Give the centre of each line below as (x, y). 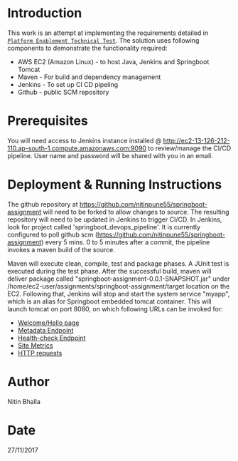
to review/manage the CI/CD (190, 148)
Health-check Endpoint (52, 338)
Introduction (45, 13)
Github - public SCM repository (63, 92)
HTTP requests (40, 353)
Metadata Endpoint (45, 330)
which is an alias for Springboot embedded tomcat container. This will (109, 301)
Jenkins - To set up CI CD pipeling (68, 84)
